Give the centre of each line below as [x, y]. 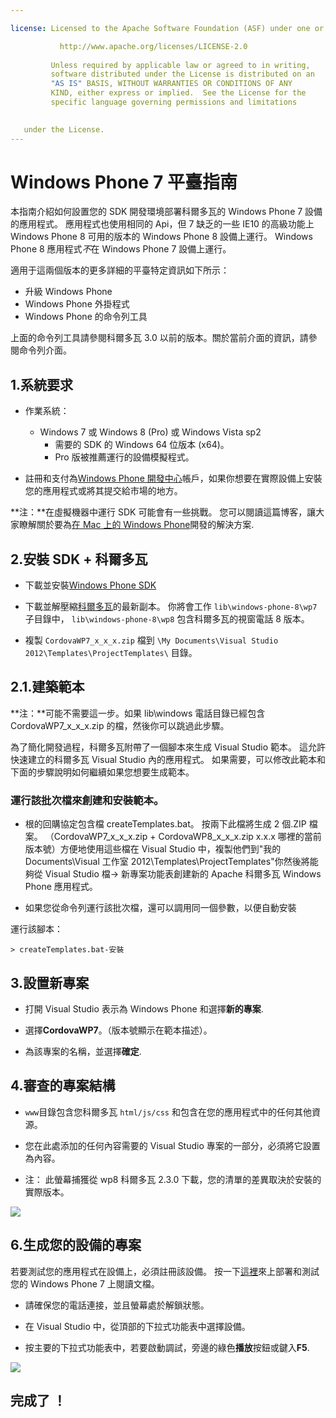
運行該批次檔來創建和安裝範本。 [87, 800]
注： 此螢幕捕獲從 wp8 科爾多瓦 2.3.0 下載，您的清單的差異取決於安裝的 [173, 1179]
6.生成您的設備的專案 [76, 1245]
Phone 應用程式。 [61, 887]
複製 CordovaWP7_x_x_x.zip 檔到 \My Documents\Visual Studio [151, 640]
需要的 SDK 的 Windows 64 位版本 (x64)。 [142, 445]
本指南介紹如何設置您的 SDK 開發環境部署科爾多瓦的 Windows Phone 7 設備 [166, 212]
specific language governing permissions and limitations [174, 102]
